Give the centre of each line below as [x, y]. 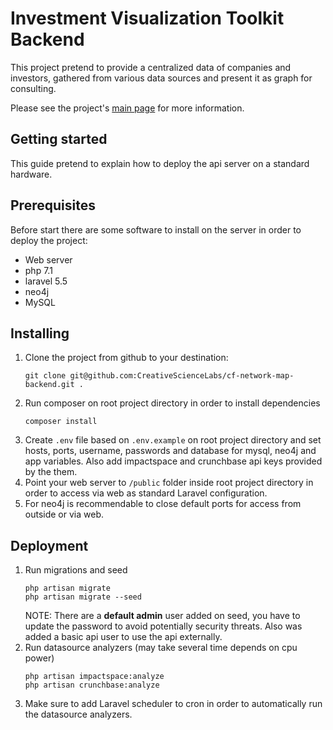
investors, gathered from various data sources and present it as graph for [161, 78]
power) [39, 658]
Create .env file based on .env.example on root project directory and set [173, 440]
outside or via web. [64, 514]
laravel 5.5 [46, 281]
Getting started [59, 139]
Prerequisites [53, 205]
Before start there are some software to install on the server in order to [156, 229]
